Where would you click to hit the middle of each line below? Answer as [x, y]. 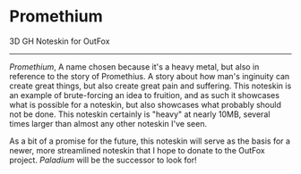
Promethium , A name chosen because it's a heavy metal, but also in [134, 66]
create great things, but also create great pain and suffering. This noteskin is [150, 86]
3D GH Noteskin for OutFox [60, 41]
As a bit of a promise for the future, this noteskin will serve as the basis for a [150, 141]
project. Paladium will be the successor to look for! [103, 160]
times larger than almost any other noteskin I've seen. [108, 123]
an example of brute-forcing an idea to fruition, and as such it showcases [145, 95]
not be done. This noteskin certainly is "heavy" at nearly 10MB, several [140, 114]
